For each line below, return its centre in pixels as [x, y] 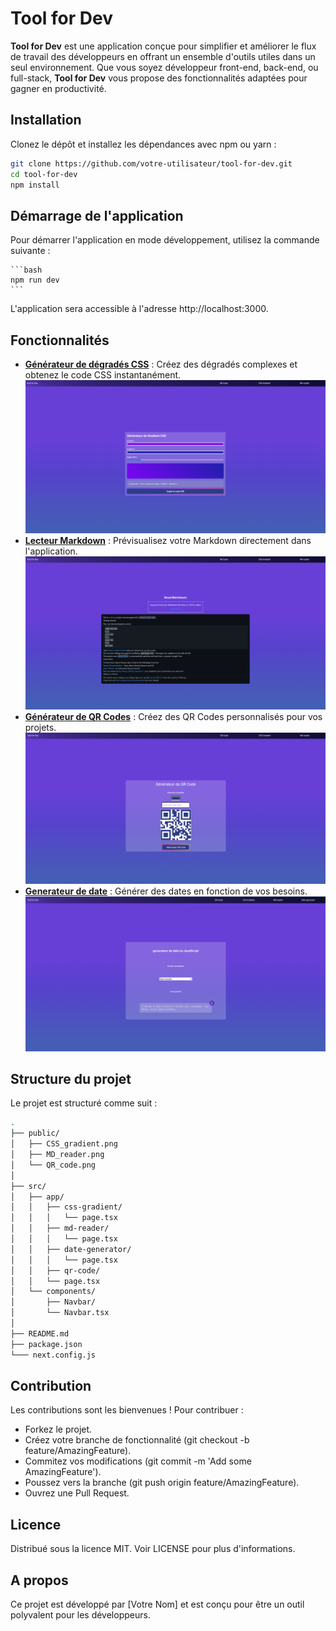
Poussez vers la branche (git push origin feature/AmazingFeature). [162, 1483]
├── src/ [28, 1186]
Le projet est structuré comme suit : [84, 1103]
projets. [40, 728]
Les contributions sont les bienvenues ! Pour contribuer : [127, 1410]
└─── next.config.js [53, 1355]
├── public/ [35, 1133]
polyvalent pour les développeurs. [80, 1614]
